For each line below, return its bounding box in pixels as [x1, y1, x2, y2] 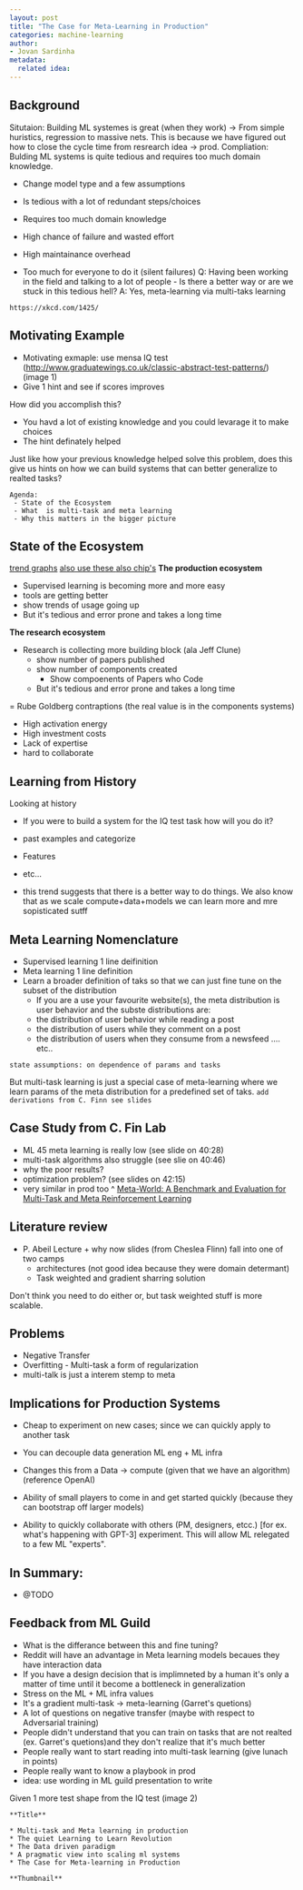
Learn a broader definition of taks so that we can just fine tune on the [22, 975, 282, 986]
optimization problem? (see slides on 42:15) [22, 1173, 186, 1184]
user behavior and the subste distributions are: [35, 1004, 211, 1015]
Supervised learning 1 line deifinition [22, 956, 159, 967]
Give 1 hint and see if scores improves [22, 381, 165, 392]
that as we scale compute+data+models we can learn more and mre [22, 896, 279, 907]
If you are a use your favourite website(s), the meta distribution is [35, 994, 280, 1005]
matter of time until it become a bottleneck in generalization [22, 1678, 246, 1689]
